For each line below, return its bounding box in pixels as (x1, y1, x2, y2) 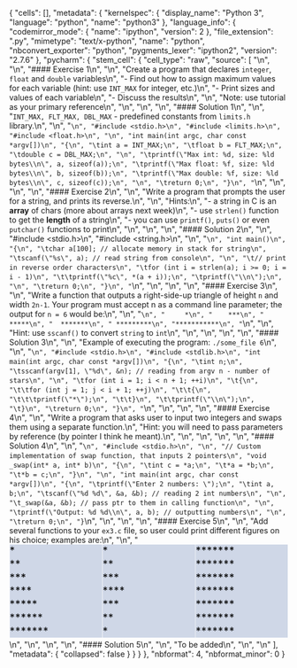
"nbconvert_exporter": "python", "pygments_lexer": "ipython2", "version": (9, 45, 278, 56)
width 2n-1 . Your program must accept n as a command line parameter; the (9, 299, 283, 309)
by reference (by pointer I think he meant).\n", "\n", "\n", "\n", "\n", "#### (9, 431, 275, 441)
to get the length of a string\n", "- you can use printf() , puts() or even (9, 214, 270, 225)
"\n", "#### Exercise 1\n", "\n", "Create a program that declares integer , (9, 64, 272, 74)
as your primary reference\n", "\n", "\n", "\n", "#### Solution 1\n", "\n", (9, 102, 265, 112)
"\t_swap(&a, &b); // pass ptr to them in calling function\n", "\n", (9, 499, 275, 508)
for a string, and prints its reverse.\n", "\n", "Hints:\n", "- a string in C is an (9, 196, 277, 206)
